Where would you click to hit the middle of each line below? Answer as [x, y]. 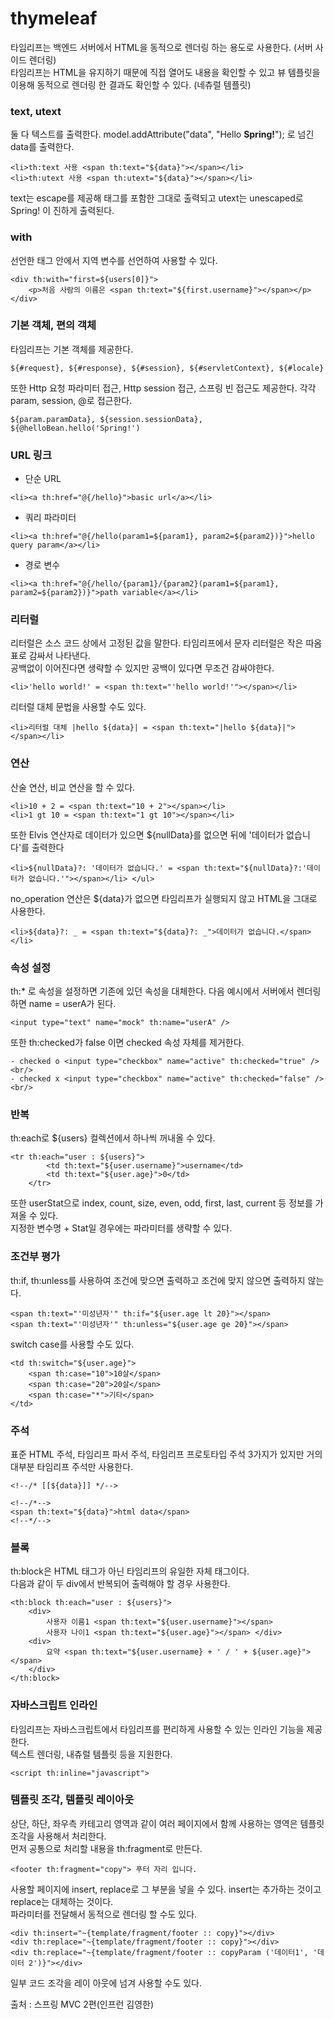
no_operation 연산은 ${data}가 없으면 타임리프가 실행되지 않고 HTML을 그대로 [164, 898]
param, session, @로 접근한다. [71, 400]
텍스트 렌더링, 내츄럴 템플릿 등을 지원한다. [91, 1754]
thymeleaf [54, 18]
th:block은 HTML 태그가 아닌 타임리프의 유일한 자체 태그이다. [130, 1571]
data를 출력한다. [42, 147]
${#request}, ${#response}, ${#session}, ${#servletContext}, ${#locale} [167, 368]
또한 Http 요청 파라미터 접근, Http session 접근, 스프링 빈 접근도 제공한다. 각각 [163, 388]
